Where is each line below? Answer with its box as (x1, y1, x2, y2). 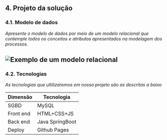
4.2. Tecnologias (5, 70, 47, 77)
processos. (5, 41, 29, 47)
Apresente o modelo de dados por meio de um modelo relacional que (5, 30, 149, 36)
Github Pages (37, 126, 69, 133)
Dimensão (8, 93, 33, 100)
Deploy (8, 126, 25, 133)
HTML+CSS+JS (37, 110, 74, 117)
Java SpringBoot (37, 118, 77, 125)
